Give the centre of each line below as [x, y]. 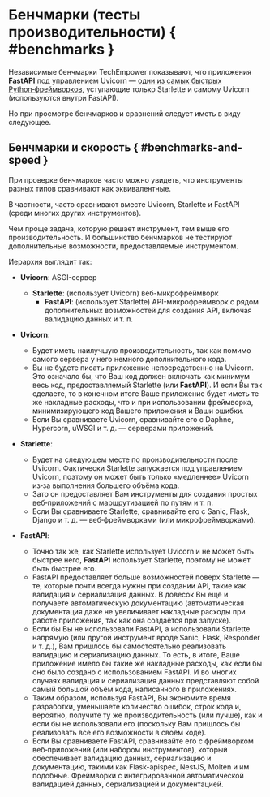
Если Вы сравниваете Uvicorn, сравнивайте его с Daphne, [133, 419]
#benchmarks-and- [192, 148]
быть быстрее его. [64, 568]
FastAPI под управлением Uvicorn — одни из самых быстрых [115, 80]
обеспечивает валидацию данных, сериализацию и [122, 758]
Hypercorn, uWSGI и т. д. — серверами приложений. [123, 428]
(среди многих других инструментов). [75, 213]
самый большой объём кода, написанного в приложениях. [135, 689]
